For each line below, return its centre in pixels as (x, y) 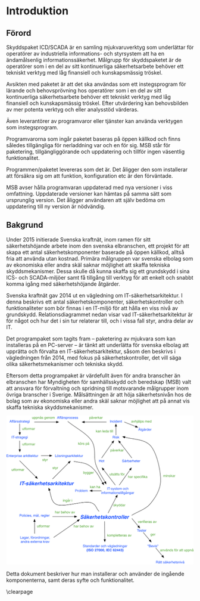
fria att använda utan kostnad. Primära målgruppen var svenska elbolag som (100, 258)
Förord (19, 33)
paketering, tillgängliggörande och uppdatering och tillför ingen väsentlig (96, 151)
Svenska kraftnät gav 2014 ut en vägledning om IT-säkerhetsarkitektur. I (94, 295)
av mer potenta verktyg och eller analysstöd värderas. (72, 109)
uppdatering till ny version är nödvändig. (56, 206)
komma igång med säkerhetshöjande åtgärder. (63, 284)
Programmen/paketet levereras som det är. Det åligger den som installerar (97, 169)
